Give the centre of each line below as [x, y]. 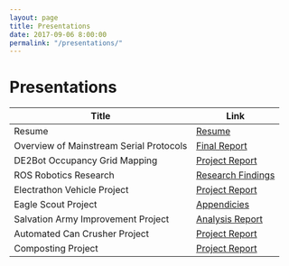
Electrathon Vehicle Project [71, 190]
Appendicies [223, 205]
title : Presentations [50, 26]
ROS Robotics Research [64, 175]
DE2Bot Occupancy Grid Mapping [86, 161]
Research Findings [235, 175]
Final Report [221, 146]
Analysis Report [229, 219]
